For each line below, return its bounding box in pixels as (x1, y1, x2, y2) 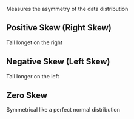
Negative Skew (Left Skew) (6, 56, 110, 67)
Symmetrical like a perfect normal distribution (6, 106, 120, 114)
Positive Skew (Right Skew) (6, 22, 112, 33)
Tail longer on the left (6, 72, 59, 80)
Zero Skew (6, 90, 47, 101)
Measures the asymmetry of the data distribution (6, 5, 129, 12)
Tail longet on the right (6, 39, 62, 46)
